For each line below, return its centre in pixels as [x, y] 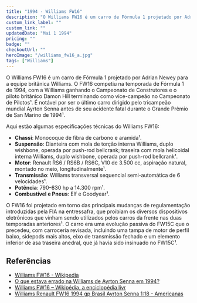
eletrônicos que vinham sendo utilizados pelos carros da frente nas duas [94, 217]
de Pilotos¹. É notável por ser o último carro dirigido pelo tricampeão [89, 102]
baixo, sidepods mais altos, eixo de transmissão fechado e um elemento [93, 236]
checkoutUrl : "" [26, 50]
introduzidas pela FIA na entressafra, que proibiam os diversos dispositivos [97, 211]
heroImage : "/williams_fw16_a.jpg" [50, 55]
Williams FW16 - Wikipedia [47, 275]
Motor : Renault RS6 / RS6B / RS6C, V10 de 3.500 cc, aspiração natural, [101, 163]
